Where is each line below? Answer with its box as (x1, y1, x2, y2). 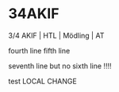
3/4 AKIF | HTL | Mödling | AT (8, 31, 105, 40)
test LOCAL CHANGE (8, 76, 77, 86)
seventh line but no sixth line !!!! (8, 61, 112, 71)
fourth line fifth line (8, 46, 71, 55)
